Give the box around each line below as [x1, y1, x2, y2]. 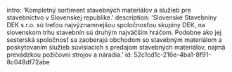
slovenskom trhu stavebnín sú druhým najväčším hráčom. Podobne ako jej [6, 28, 222, 36]
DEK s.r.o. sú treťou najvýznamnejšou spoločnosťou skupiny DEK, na [6, 21, 205, 29]
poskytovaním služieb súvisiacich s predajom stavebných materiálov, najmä [6, 43, 226, 51]
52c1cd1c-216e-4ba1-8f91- [134, 50, 212, 59]
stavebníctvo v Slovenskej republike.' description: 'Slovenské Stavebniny [6, 13, 217, 22]
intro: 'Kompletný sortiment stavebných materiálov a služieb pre [6, 6, 191, 14]
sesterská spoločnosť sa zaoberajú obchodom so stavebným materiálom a [6, 36, 222, 44]
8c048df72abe [6, 58, 51, 66]
